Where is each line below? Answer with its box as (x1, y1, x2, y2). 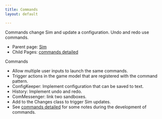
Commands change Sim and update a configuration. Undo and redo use (5, 29, 149, 35)
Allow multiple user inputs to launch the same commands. (12, 68, 128, 73)
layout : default (5, 12, 38, 17)
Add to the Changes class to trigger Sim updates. (12, 99, 111, 104)
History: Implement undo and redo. (12, 88, 82, 94)
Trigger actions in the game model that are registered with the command (12, 73, 158, 79)
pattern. (12, 78, 28, 84)
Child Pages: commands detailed (12, 49, 79, 55)
